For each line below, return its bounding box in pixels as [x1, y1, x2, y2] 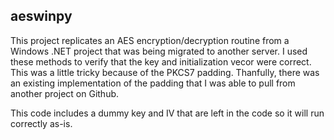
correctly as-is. [10, 117, 73, 129]
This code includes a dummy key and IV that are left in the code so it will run [10, 107, 325, 119]
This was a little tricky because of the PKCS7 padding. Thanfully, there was [10, 66, 320, 78]
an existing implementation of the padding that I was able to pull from [10, 77, 296, 89]
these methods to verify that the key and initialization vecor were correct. [10, 55, 312, 68]
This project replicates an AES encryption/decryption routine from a [10, 34, 290, 46]
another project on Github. [10, 87, 120, 99]
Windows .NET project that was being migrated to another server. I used [10, 45, 308, 57]
